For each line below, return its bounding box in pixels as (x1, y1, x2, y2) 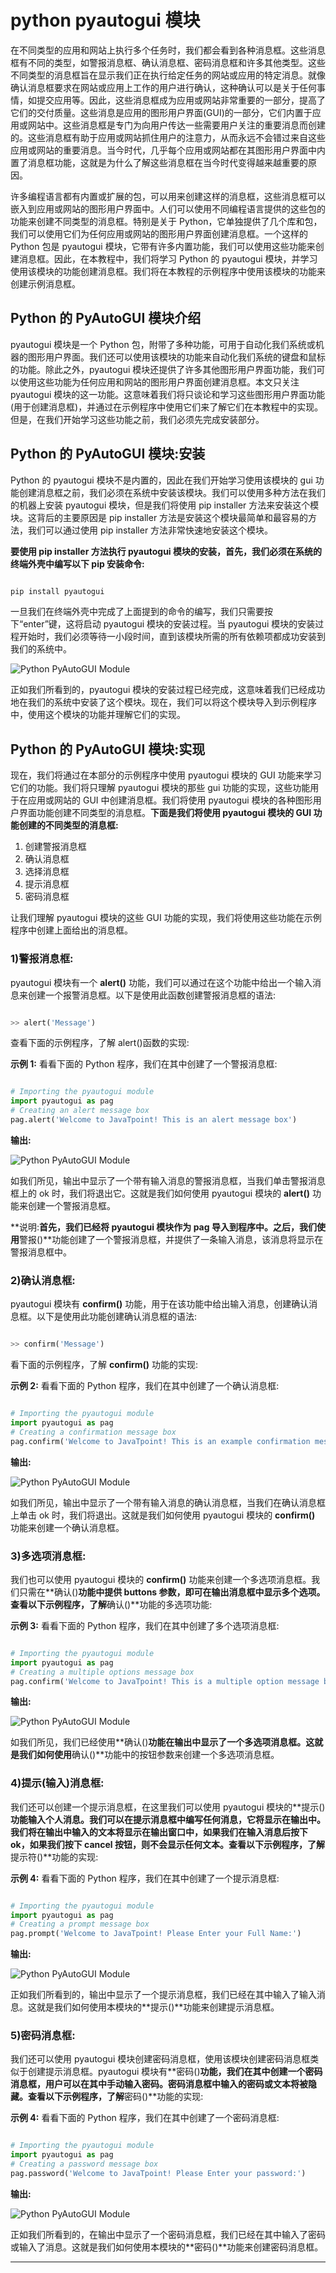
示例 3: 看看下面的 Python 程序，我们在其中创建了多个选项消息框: (10, 1619, 280, 1631)
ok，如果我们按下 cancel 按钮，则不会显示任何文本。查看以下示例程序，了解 (10, 1838, 325, 1850)
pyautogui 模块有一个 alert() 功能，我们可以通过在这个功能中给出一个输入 (10, 976, 313, 988)
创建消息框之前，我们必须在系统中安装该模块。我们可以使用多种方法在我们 (18, 486, 326, 498)
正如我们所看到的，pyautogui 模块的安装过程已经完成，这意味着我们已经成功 (10, 684, 326, 696)
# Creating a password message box (10, 2159, 159, 2170)
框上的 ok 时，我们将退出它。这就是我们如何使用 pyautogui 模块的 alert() (10, 1187, 311, 1199)
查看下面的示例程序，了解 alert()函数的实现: (10, 1037, 190, 1049)
